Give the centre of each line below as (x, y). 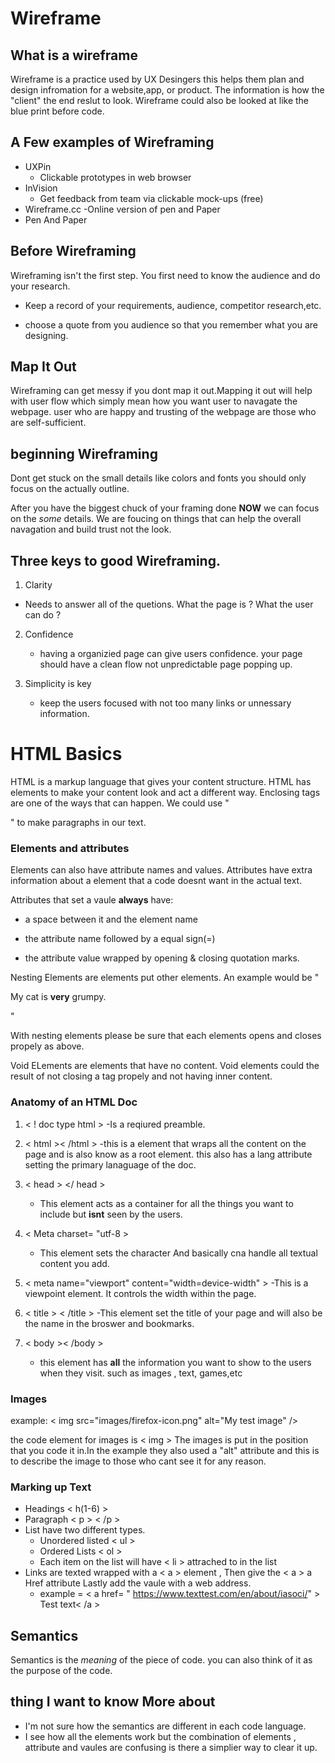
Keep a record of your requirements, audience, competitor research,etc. (173, 305)
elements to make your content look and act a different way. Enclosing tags (165, 792)
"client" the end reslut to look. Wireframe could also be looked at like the (160, 100)
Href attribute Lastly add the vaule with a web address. (138, 1583)
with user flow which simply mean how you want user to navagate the (154, 401)
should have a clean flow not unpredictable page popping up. (166, 664)
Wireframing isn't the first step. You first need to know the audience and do (165, 275)
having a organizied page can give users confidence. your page (171, 654)
